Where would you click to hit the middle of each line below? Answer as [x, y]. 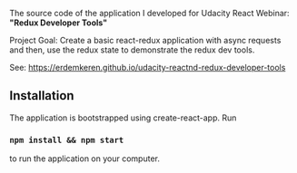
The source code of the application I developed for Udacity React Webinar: [149, 13]
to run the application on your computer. [85, 159]
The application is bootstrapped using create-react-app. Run [123, 118]
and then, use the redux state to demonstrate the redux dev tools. [132, 50]
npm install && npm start [67, 140]
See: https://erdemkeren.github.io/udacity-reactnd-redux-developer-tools [148, 67]
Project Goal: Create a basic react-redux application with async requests [145, 40]
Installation [42, 96]
